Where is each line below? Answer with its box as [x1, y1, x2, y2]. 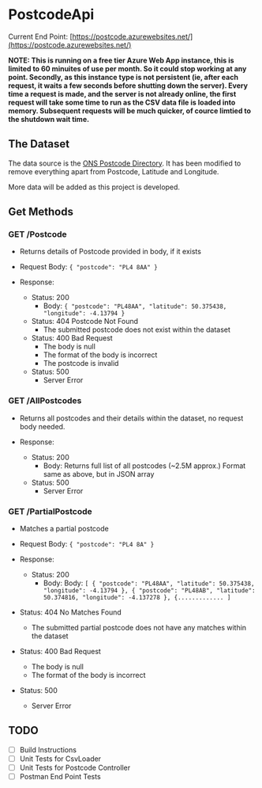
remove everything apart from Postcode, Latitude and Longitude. [8, 166, 219, 176]
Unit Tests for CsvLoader [19, 754, 101, 763]
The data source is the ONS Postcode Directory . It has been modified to [8, 158, 241, 168]
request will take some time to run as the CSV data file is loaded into [8, 97, 236, 107]
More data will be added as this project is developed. [8, 182, 180, 192]
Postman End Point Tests [19, 772, 101, 782]
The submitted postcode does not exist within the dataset [43, 325, 231, 334]
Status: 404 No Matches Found [19, 607, 122, 617]
